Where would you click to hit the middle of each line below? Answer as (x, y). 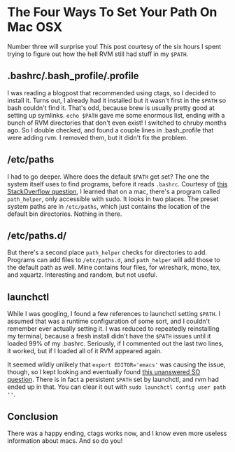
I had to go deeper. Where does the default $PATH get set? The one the (108, 177)
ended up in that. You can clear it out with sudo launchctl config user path (117, 387)
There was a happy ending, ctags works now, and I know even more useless (117, 433)
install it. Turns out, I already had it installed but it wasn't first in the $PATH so (116, 100)
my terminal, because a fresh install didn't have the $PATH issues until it (109, 336)
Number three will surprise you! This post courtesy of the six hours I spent (114, 46)
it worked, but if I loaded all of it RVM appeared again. (85, 351)
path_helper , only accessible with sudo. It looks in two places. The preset (113, 199)
